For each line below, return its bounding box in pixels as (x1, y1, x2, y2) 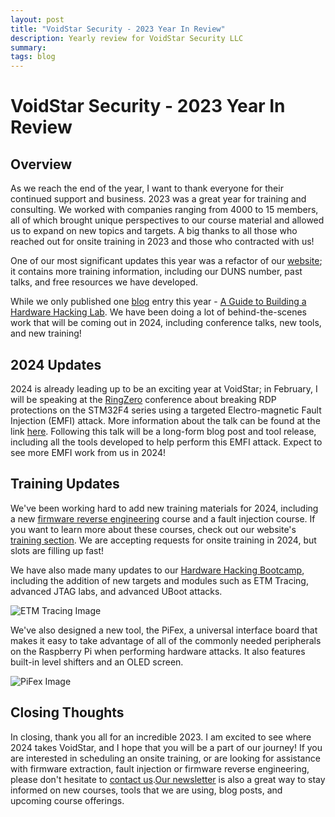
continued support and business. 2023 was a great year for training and (10, 193, 307, 205)
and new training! (10, 327, 82, 340)
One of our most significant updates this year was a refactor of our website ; (10, 255, 323, 267)
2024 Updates (10, 356, 102, 373)
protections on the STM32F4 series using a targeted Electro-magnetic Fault (10, 404, 322, 416)
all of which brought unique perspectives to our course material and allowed (10, 214, 325, 226)
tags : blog (10, 52, 56, 62)
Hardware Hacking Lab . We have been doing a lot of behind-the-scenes (10, 306, 308, 318)
